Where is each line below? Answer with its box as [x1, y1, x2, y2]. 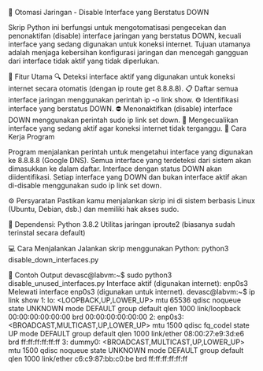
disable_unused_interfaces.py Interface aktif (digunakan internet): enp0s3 [8, 279, 248, 288]
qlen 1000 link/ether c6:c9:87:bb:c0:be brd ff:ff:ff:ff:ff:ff [8, 354, 188, 363]
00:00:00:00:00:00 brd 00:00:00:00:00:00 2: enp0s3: [8, 312, 184, 321]
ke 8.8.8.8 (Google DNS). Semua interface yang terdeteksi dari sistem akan [8, 156, 252, 165]
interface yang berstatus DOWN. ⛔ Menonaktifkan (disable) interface [8, 104, 233, 113]
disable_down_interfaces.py [8, 255, 99, 264]
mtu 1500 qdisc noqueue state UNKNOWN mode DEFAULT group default [8, 346, 244, 354]
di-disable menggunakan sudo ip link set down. [8, 181, 162, 190]
